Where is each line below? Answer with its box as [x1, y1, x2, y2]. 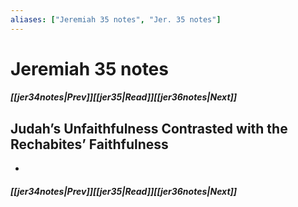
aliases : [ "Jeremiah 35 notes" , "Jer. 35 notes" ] [10, 14, 222, 25]
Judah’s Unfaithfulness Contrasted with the [10, 120, 288, 137]
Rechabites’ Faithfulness [10, 136, 169, 153]
